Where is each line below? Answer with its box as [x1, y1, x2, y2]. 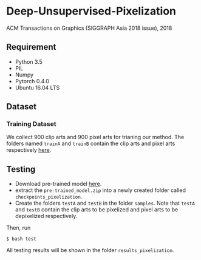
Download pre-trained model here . [15, 180, 102, 188]
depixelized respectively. [15, 213, 78, 220]
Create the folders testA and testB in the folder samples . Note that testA [15, 199, 196, 207]
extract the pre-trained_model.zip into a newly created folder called [15, 186, 186, 194]
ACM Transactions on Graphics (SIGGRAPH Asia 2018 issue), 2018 [6, 24, 172, 32]
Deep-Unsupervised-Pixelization [6, 4, 177, 18]
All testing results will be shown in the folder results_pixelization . [6, 247, 174, 254]
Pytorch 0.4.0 [15, 77, 50, 84]
